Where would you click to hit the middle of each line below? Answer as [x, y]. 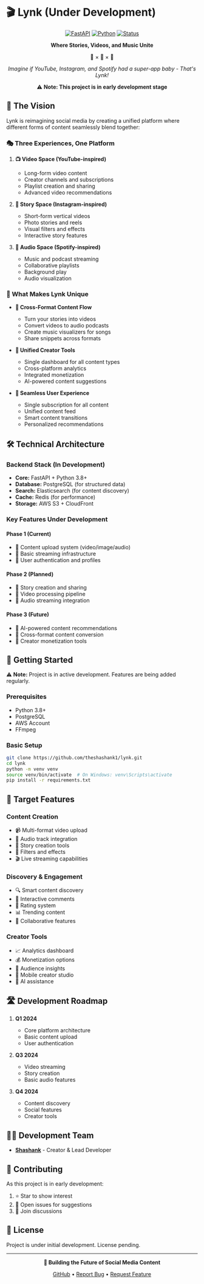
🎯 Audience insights [40, 968]
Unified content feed [50, 411]
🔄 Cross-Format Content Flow [53, 307]
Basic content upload [51, 1037]
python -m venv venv [32, 769]
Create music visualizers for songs [67, 332]
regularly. [18, 681]
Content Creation [32, 817]
